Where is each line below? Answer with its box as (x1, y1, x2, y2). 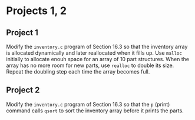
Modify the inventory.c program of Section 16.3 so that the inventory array (6, 43, 188, 50)
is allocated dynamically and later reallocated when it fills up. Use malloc (6, 49, 183, 56)
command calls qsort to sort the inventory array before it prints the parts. (6, 107, 184, 114)
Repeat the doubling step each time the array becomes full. (6, 68, 150, 75)
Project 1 (6, 28, 38, 38)
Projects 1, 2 (6, 4, 67, 18)
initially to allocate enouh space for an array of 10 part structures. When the (6, 56, 190, 62)
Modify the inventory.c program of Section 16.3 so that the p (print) (6, 101, 170, 108)
